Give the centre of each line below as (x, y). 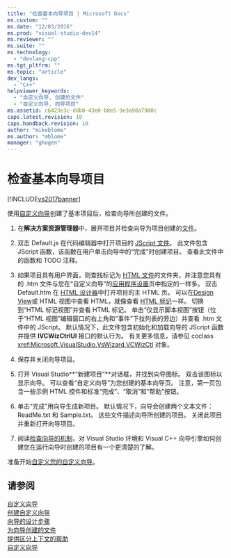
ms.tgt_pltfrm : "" (34, 65)
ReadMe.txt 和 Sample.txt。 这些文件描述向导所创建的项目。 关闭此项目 (120, 415)
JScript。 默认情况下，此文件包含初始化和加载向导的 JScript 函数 (130, 327)
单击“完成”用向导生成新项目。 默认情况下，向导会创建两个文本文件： (115, 407)
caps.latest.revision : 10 (45, 117)
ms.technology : (29, 53)
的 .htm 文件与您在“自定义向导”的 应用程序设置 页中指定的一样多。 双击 (117, 284)
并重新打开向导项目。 (48, 424)
